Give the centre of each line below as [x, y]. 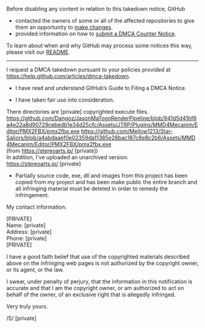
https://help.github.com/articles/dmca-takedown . [68, 76]
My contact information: [37, 207]
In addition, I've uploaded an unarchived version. [68, 157]
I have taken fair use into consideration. [65, 100]
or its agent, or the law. [35, 270]
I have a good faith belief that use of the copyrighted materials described [98, 257]
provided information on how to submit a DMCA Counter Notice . [95, 34]
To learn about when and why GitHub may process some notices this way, [99, 46]
